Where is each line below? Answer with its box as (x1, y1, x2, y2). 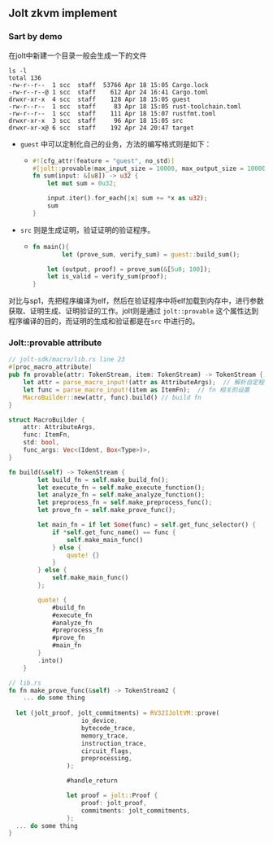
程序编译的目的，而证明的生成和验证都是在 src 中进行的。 (8, 317, 200, 326)
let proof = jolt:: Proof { (66, 791, 158, 800)
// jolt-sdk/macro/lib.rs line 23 (8, 356, 126, 364)
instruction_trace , (80, 739, 148, 747)
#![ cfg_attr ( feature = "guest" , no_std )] (32, 156, 175, 165)
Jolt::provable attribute (8, 337, 102, 348)
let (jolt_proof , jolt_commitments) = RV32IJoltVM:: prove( (15, 709, 220, 717)
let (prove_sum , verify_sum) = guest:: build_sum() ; (61, 250, 240, 259)
